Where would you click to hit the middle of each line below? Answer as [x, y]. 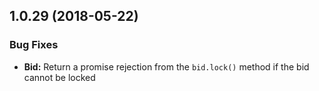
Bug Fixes [34, 45]
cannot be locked [59, 77]
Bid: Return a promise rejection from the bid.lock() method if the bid [166, 66]
